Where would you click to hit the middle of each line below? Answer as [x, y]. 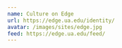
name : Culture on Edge [41, 14]
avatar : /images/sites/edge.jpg [55, 27]
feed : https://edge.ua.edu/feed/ [56, 34]
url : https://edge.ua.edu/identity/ [61, 20]
